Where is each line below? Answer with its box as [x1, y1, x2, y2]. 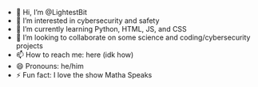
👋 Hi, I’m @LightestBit [15, 8, 88, 17]
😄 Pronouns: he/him [15, 62, 84, 70]
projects [15, 41, 44, 51]
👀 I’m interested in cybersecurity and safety [15, 16, 160, 25]
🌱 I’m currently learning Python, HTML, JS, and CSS [15, 25, 188, 33]
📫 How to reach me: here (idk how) [15, 50, 134, 59]
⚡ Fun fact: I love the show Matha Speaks [15, 70, 153, 79]
